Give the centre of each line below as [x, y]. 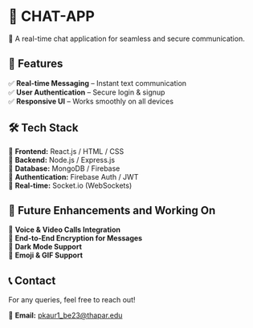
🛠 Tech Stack [43, 128]
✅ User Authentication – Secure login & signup [87, 92]
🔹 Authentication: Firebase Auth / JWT [73, 176]
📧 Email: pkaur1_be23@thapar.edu [65, 315]
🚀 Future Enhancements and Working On [112, 211]
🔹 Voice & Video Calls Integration [64, 230]
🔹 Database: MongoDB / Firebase [64, 168]
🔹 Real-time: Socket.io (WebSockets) [70, 185]
